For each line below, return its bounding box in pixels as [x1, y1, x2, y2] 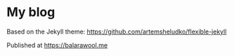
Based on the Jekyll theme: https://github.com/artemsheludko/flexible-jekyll [6, 27, 227, 36]
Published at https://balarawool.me [6, 41, 108, 49]
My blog [6, 4, 56, 20]
